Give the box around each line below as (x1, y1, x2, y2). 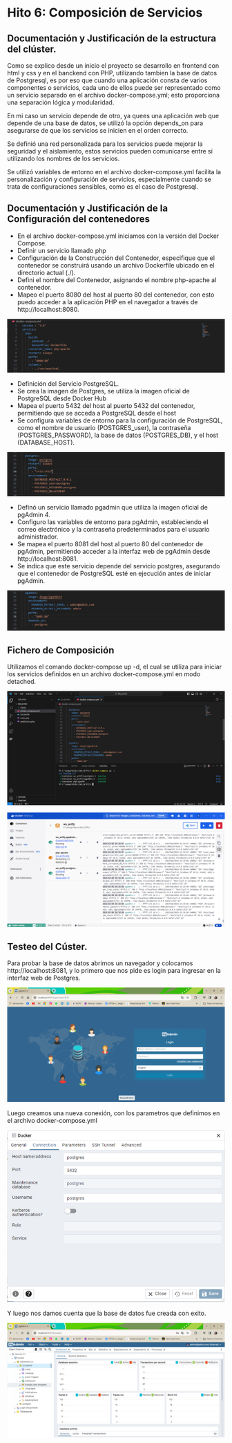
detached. (7, 678, 37, 686)
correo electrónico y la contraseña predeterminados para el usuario (17, 525, 210, 534)
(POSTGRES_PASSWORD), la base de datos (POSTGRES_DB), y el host (17, 431, 219, 440)
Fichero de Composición (7, 644, 115, 656)
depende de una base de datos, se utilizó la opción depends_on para (7, 119, 204, 127)
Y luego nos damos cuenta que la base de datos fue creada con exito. (7, 1309, 206, 1318)
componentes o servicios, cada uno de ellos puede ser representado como (7, 84, 221, 91)
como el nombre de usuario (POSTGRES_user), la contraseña (17, 424, 191, 432)
